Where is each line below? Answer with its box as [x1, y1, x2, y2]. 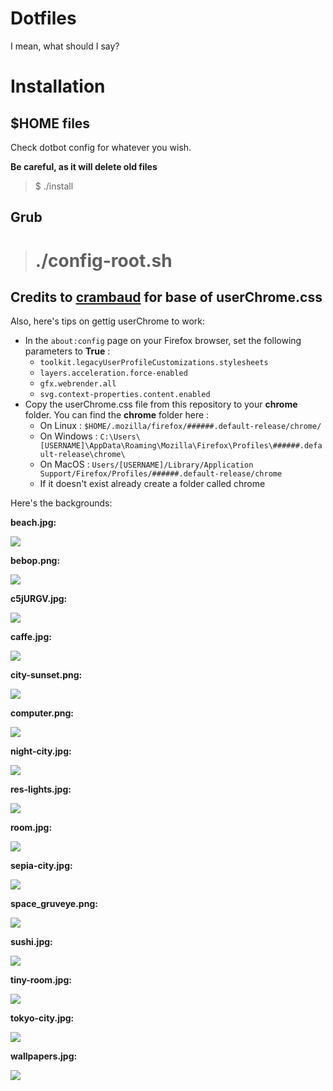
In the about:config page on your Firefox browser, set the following [24, 335, 302, 347]
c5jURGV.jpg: [10, 593, 68, 605]
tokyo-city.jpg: [10, 1012, 75, 1024]
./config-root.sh [34, 249, 173, 272]
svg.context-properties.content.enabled [39, 390, 211, 400]
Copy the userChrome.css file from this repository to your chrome [24, 398, 298, 411]
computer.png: [10, 707, 75, 719]
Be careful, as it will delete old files [10, 160, 158, 172]
